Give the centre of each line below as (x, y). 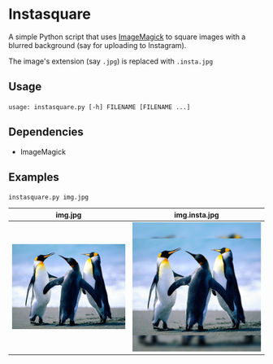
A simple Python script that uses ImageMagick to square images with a (127, 37)
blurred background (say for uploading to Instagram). (97, 45)
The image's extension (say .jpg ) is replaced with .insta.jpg (111, 61)
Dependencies (46, 132)
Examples (34, 177)
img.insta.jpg (197, 215)
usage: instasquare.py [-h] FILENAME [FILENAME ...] (100, 107)
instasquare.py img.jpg (49, 197)
